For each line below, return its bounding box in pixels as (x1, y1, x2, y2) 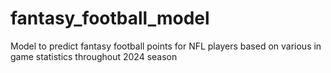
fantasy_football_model (10, 7, 210, 30)
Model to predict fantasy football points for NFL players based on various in (10, 40, 322, 52)
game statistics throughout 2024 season (10, 50, 178, 62)
